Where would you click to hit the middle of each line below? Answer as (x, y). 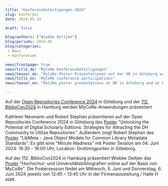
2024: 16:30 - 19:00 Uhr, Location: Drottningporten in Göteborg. (71, 148)
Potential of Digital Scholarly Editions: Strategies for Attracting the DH (77, 127)
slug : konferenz (22, 14)
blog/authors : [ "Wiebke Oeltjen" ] (41, 37)
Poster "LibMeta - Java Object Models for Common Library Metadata (76, 138)
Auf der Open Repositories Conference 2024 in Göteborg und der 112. (77, 102)
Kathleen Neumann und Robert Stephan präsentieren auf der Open (74, 117)
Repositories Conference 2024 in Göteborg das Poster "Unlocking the (77, 122)
